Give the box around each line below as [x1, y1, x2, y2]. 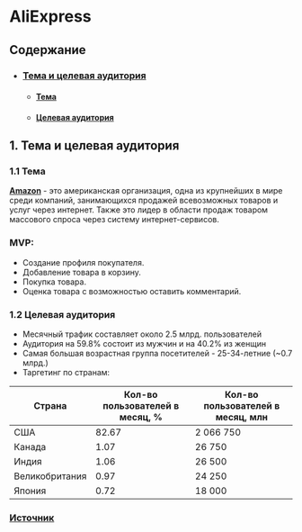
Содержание [9, 42, 87, 58]
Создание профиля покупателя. [22, 257, 145, 267]
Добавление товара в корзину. [22, 266, 142, 277]
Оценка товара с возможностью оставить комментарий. [22, 285, 242, 296]
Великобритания [13, 470, 87, 482]
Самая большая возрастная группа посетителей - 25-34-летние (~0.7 [22, 347, 293, 358]
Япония [13, 484, 47, 497]
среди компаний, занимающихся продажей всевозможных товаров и [9, 195, 279, 206]
